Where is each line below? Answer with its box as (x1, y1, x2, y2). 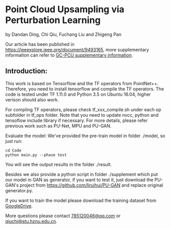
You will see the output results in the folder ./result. (5, 161, 112, 167)
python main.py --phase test (5, 152, 67, 158)
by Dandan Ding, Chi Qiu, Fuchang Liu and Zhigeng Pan (5, 31, 122, 37)
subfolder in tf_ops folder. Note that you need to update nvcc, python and (5, 112, 159, 118)
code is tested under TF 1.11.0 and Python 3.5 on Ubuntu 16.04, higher (5, 91, 151, 97)
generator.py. (5, 187, 33, 193)
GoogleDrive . (5, 202, 33, 209)
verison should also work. (5, 96, 59, 103)
